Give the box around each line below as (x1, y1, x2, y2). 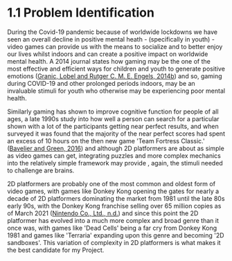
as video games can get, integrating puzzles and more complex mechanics (7, 151, 222, 160)
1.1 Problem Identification (7, 5, 154, 21)
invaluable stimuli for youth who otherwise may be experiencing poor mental (7, 87, 226, 95)
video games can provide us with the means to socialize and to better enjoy (7, 42, 223, 51)
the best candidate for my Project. (7, 246, 105, 254)
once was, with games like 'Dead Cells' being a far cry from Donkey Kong (7, 224, 217, 232)
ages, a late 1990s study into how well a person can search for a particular (7, 114, 220, 123)
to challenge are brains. (7, 166, 75, 174)
